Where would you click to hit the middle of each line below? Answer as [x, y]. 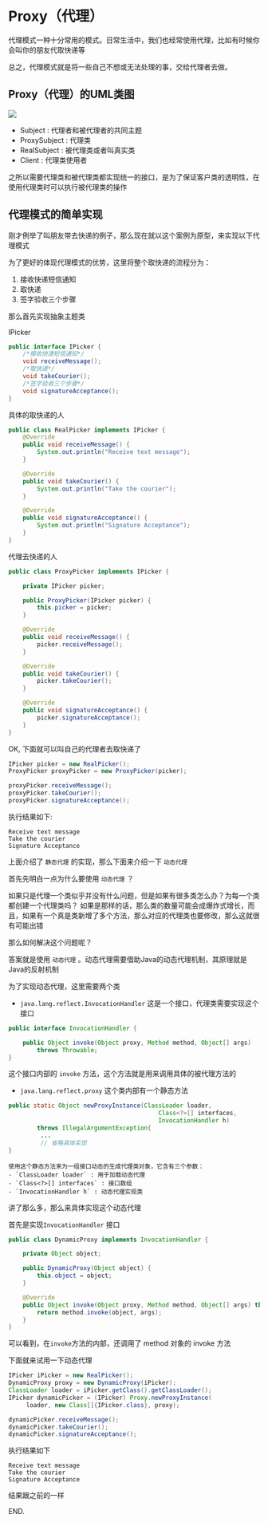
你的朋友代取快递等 [53, 49]
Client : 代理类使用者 [53, 160]
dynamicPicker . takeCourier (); [59, 1427]
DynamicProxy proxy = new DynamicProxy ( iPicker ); [93, 1383]
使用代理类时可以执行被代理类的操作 [68, 187]
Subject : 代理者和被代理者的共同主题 [81, 130]
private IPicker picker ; [64, 586]
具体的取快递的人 [36, 415]
